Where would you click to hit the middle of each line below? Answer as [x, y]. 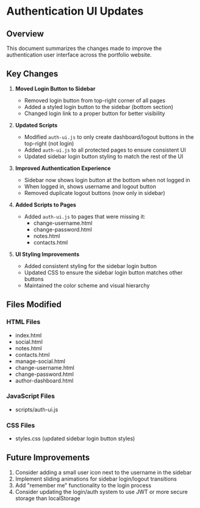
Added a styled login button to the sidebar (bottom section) [99, 107]
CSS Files [21, 425]
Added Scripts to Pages [45, 205]
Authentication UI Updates [75, 11]
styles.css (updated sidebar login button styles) [75, 439]
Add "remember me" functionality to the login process [83, 485]
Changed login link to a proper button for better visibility [95, 113]
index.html [28, 335]
